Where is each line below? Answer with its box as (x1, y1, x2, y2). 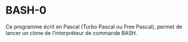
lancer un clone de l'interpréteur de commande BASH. (5, 29, 138, 36)
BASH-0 (5, 4, 47, 17)
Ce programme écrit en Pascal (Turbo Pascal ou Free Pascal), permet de (5, 23, 183, 30)
